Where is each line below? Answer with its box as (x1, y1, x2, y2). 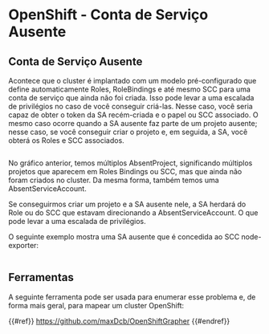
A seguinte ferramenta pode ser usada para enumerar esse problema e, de (8, 291, 256, 302)
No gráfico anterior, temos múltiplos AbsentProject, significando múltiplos (8, 158, 253, 168)
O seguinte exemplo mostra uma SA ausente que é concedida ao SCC (8, 232, 240, 242)
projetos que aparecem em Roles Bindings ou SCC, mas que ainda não (8, 167, 243, 176)
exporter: (8, 241, 39, 250)
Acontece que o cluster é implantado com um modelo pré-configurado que (8, 76, 257, 85)
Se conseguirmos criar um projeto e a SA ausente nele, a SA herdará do (8, 199, 247, 209)
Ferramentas (8, 271, 74, 284)
